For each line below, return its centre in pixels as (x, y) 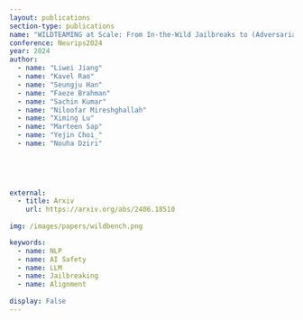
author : (24, 59)
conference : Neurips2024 (56, 43)
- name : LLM (40, 268)
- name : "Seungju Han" (60, 85)
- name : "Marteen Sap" (60, 127)
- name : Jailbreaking (58, 276)
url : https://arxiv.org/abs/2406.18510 (101, 210)
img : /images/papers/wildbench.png (76, 226)
